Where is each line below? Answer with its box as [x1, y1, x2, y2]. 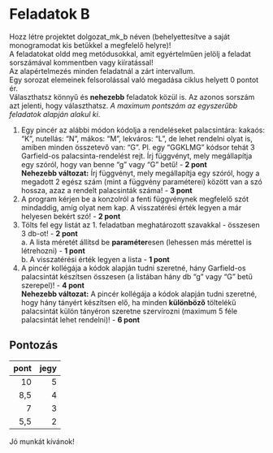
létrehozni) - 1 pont [20, 245, 86, 256]
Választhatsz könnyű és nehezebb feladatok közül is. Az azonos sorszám [9, 92, 255, 101]
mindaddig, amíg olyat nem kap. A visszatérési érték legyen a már [20, 202, 242, 212]
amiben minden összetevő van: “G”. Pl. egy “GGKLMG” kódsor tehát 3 [20, 142, 255, 152]
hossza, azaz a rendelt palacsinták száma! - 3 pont [20, 185, 193, 195]
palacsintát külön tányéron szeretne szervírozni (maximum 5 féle [20, 306, 238, 316]
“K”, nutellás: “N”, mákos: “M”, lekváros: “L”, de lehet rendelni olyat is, [20, 133, 253, 143]
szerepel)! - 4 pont [20, 280, 84, 290]
